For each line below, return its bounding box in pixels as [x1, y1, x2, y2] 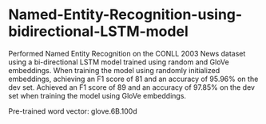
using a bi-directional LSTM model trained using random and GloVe [8, 57, 229, 67]
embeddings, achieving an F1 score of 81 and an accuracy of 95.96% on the [8, 74, 259, 83]
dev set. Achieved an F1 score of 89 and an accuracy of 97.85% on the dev [8, 82, 256, 92]
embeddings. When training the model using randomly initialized [8, 65, 220, 75]
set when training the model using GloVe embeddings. [8, 91, 186, 100]
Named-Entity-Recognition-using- [8, 6, 243, 24]
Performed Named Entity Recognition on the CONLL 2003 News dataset [8, 48, 246, 58]
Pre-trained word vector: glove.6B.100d [8, 106, 137, 116]
